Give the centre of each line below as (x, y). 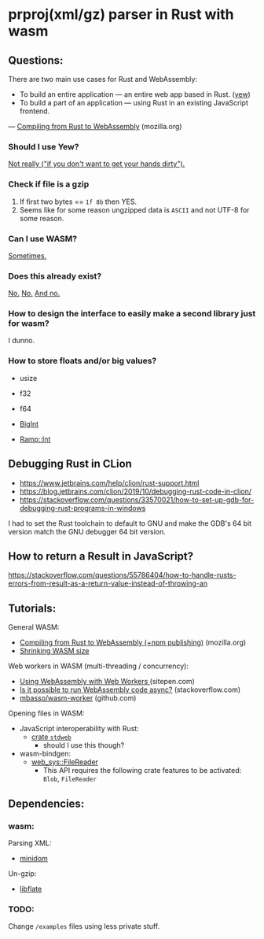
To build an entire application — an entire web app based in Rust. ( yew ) (135, 94)
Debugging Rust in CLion (70, 464)
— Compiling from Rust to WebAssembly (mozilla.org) (95, 126)
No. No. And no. (34, 294)
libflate (31, 889)
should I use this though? (84, 745)
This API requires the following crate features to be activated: (142, 771)
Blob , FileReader (70, 779)
